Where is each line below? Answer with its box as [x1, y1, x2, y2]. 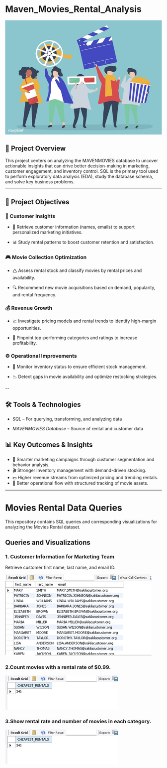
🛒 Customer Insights [5, 213, 56, 220]
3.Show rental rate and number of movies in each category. [5, 718, 152, 725]
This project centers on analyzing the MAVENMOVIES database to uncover [5, 157, 158, 163]
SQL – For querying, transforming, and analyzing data [12, 416, 122, 422]
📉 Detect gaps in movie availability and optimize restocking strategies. [12, 374, 158, 380]
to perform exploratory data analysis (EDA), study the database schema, [5, 173, 153, 179]
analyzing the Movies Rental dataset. [5, 524, 81, 530]
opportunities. [12, 325, 41, 331]
